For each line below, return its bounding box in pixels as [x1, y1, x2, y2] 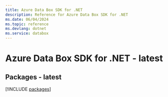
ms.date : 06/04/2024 [5, 17, 49, 22]
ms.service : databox [5, 31, 49, 36]
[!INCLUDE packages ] [5, 86, 51, 92]
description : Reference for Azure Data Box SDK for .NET [5, 12, 128, 17]
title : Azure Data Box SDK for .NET [5, 7, 83, 13]
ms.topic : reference [5, 21, 49, 27]
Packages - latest [5, 73, 62, 81]
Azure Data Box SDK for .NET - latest [5, 53, 163, 64]
